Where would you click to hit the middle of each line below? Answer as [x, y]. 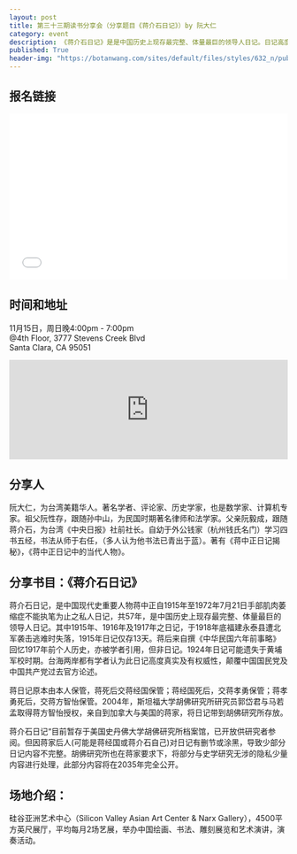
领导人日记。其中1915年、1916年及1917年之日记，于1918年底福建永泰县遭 [141, 627]
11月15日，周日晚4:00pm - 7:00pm [72, 327]
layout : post [33, 17]
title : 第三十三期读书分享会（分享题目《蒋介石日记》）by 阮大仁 [113, 26]
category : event [39, 34]
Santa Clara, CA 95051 [50, 347]
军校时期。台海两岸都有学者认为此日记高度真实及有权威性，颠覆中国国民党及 [148, 661]
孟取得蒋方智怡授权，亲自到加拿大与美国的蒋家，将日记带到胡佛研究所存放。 [148, 712]
